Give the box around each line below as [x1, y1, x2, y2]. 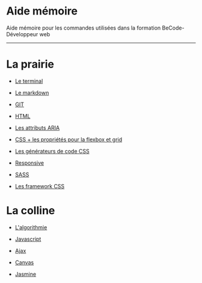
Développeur [6, 30, 38, 37]
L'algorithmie [14, 223, 47, 231]
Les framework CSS [14, 182, 65, 189]
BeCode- [162, 24, 185, 31]
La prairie [6, 57, 55, 71]
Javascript [14, 235, 41, 243]
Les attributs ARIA [14, 124, 60, 131]
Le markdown [14, 89, 49, 96]
